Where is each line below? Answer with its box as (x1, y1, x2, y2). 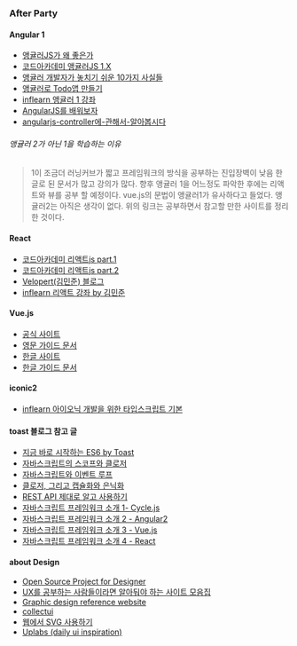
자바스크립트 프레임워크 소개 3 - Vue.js (21, 524, 158, 535)
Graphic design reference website (21, 597, 146, 608)
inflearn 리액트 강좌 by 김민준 (21, 287, 126, 297)
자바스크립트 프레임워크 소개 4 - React (21, 536, 156, 547)
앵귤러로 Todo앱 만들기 (21, 83, 104, 94)
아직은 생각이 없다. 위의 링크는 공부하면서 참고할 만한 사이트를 (59, 201, 273, 211)
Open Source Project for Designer (21, 576, 146, 587)
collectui (21, 606, 54, 617)
